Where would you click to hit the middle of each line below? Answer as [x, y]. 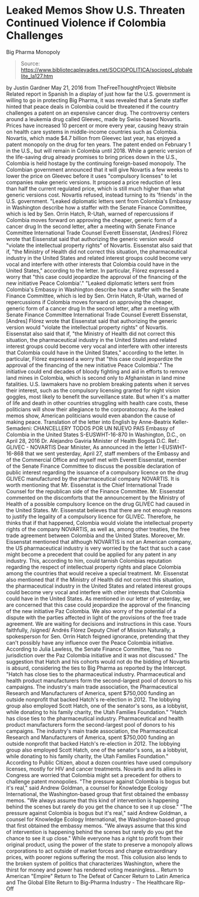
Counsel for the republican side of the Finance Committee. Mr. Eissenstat [95, 491]
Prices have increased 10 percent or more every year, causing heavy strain [97, 125]
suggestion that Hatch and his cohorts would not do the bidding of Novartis [98, 661]
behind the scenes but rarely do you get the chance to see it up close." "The [99, 806]
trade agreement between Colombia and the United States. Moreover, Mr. [96, 535]
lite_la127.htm [37, 76]
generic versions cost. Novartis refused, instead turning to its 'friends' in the [99, 195]
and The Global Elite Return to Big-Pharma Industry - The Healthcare [90, 882]
